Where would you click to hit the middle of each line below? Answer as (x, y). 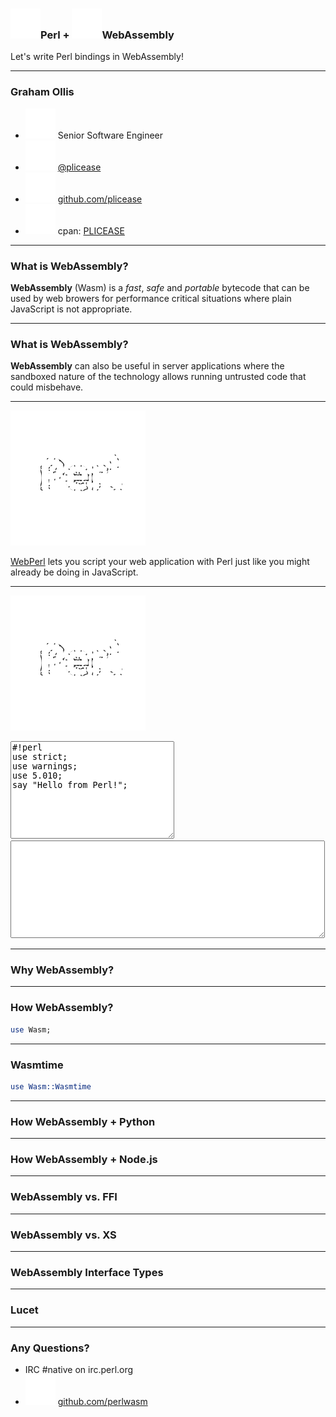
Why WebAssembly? (62, 970)
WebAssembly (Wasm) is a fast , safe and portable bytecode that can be (160, 287)
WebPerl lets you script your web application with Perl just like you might (160, 562)
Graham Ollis (42, 92)
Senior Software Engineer (110, 135)
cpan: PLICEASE (91, 230)
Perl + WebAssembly (107, 35)
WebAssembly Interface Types (87, 1272)
